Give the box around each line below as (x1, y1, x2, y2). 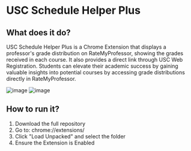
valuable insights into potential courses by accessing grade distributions (6, 69, 185, 75)
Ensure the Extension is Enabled (14, 139, 95, 146)
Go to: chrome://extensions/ (14, 126, 85, 134)
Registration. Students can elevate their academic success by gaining (6, 62, 178, 70)
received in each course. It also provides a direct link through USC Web (6, 56, 183, 63)
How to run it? (6, 104, 60, 114)
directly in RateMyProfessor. (6, 75, 76, 82)
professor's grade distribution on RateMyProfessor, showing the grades (6, 50, 184, 57)
